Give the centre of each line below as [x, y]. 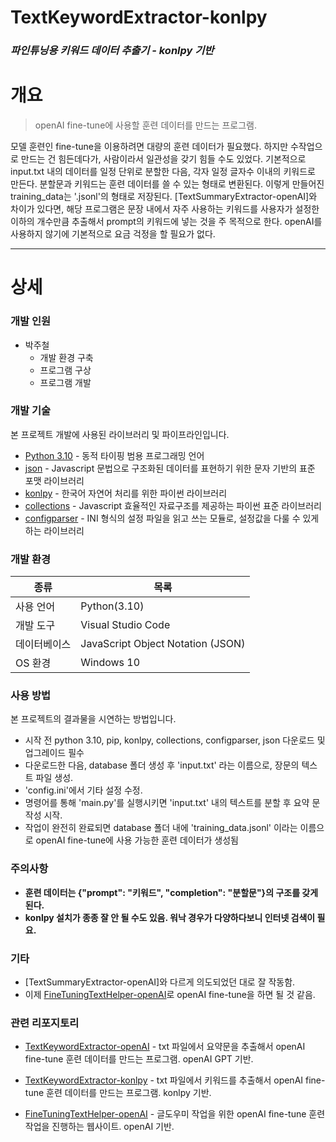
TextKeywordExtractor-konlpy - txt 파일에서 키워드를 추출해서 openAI [164, 1080]
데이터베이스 [43, 644]
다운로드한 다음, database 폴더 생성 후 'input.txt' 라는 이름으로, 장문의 [162, 765]
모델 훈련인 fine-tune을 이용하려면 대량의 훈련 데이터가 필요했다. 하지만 [149, 147]
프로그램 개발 [65, 382]
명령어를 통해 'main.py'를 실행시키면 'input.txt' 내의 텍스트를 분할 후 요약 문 [172, 803]
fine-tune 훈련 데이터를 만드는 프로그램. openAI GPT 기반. [139, 1059]
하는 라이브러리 [54, 530]
